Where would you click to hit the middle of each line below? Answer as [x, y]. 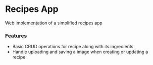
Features [16, 36]
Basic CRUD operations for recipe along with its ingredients [73, 47]
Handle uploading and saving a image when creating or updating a [80, 52]
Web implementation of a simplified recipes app [54, 23]
